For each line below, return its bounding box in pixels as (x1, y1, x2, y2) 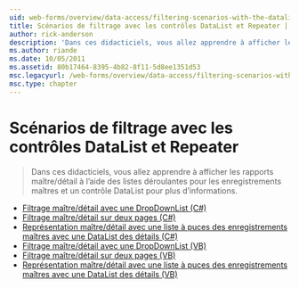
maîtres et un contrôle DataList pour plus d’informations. (30, 185, 238, 196)
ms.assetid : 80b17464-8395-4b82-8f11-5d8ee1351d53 (9, 63, 201, 72)
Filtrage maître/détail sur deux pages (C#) (21, 211, 176, 223)
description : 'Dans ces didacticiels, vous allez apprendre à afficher (9, 37, 280, 47)
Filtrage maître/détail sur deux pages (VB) (21, 250, 176, 260)
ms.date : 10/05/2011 (9, 54, 86, 63)
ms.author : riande (9, 46, 77, 55)
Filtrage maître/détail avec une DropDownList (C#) (21, 202, 207, 213)
